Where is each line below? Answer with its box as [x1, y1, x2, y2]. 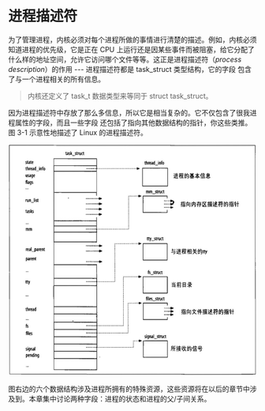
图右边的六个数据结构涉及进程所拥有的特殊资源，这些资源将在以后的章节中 [8, 384, 250, 394]
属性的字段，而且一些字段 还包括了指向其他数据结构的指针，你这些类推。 [14, 118, 252, 127]
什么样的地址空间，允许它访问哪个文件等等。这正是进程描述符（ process [8, 55, 242, 64]
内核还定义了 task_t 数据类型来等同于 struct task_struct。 [27, 91, 213, 100]
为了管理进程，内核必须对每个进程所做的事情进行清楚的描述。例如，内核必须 [8, 35, 257, 44]
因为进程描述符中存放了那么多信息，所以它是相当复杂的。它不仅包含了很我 [8, 107, 250, 117]
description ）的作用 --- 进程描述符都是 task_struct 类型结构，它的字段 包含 [8, 64, 252, 74]
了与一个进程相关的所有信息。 [8, 74, 105, 84]
